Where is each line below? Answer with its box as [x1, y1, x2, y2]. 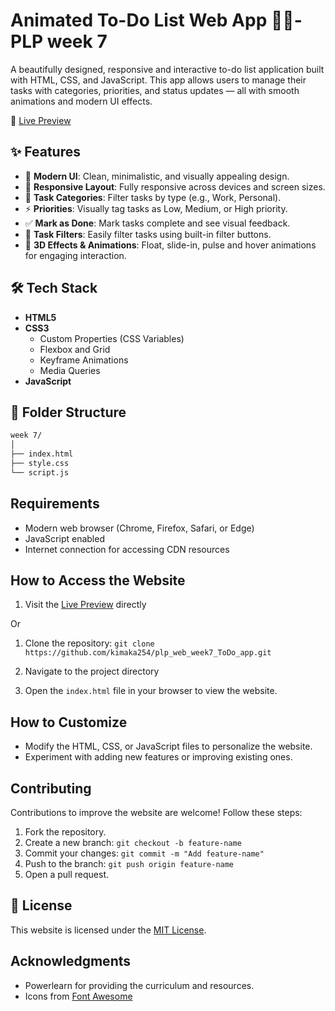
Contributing [10, 780, 92, 797]
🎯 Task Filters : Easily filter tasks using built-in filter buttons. [24, 228, 272, 240]
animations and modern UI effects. [10, 95, 153, 107]
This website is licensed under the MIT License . [10, 924, 207, 936]
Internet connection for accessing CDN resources [24, 543, 230, 555]
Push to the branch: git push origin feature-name [24, 858, 235, 869]
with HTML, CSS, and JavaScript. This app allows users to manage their [10, 74, 307, 86]
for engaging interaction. [24, 249, 127, 261]
